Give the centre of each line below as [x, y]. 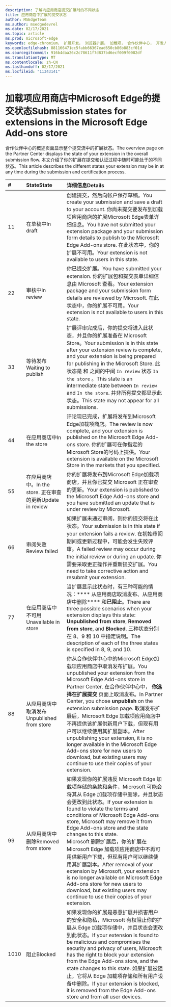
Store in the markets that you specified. [113, 465]
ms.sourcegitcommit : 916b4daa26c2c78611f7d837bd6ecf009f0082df [74, 53]
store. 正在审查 [44, 492]
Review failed [42, 551]
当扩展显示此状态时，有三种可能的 [107, 586]
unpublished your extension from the [110, 673]
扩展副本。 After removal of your [115, 864]
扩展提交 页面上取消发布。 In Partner [120, 694]
